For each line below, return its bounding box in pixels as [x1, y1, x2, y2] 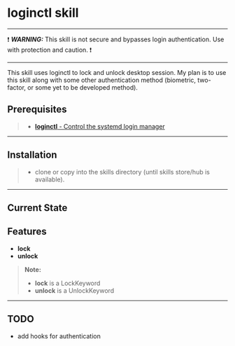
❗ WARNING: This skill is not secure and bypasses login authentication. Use [7, 35, 225, 43]
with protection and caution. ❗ [7, 46, 92, 54]
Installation [7, 149, 57, 161]
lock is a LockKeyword [34, 279, 101, 287]
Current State [7, 202, 68, 214]
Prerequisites [7, 104, 67, 116]
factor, [7, 83, 27, 92]
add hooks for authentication [17, 331, 101, 340]
